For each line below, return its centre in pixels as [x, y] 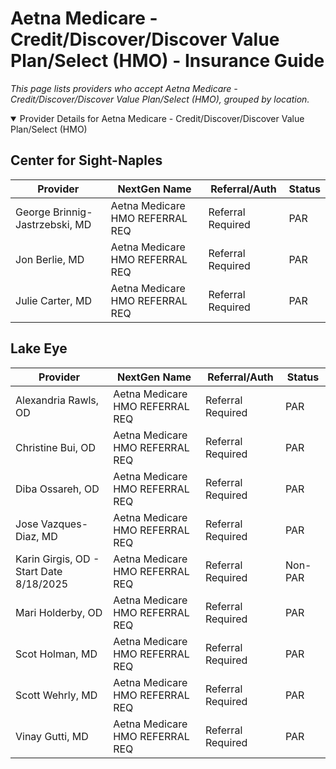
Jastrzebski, [44, 224]
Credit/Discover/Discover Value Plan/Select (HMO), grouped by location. [160, 99]
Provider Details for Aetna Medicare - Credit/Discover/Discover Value [162, 118]
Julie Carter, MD [53, 300]
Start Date [39, 571]
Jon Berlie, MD [50, 259]
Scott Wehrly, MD [56, 695]
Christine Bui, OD [56, 447]
